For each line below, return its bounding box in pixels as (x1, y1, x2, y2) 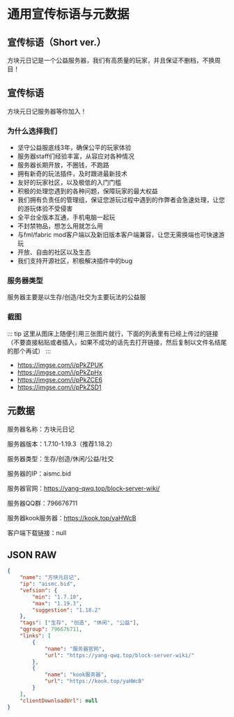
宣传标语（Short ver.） (7, 36, 107, 48)
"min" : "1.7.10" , (32, 594, 82, 601)
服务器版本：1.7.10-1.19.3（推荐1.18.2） (7, 439, 116, 448)
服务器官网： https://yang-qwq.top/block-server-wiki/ (7, 484, 160, 492)
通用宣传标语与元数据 (7, 6, 130, 22)
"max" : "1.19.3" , (32, 600, 82, 607)
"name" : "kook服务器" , (44, 671, 107, 679)
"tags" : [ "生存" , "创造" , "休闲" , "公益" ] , (19, 619, 139, 626)
